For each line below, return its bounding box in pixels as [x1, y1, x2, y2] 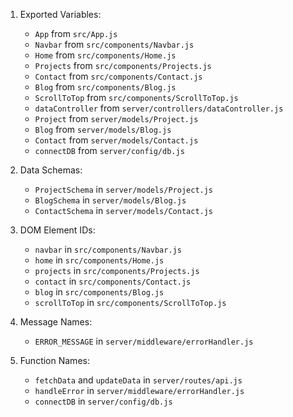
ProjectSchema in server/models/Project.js [34, 184, 214, 195]
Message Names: [19, 316, 93, 328]
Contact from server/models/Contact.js [34, 134, 199, 146]
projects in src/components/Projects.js [34, 265, 200, 276]
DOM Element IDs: [19, 224, 96, 236]
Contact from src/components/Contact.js [34, 70, 203, 82]
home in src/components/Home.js [34, 254, 165, 266]
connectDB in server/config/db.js [34, 395, 173, 407]
